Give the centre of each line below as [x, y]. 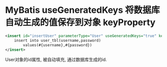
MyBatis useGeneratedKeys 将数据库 [83, 10]
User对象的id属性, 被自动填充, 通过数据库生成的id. [56, 60]
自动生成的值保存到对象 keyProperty [80, 22]
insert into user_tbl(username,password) [57, 40]
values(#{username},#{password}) [58, 45]
